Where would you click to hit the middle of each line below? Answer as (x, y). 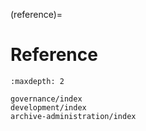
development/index (48, 107)
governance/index (46, 99)
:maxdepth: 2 (37, 81)
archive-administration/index (73, 116)
